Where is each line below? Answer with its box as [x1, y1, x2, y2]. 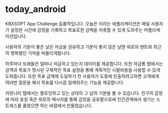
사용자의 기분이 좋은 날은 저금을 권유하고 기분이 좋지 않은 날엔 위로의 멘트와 [5, 43, 152, 49]
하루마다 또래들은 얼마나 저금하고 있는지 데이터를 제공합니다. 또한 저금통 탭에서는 [5, 60, 163, 66]
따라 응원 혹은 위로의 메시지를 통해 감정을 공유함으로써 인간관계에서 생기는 [10, 96, 155, 102]
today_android [5, 3, 66, 15]
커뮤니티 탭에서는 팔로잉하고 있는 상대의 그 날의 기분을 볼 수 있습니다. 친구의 [5, 90, 154, 96]
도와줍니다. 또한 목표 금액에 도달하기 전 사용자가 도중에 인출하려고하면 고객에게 [5, 73, 159, 79]
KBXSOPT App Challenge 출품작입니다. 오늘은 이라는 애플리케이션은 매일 [5, 20, 150, 26]
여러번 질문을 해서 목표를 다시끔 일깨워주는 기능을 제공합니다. [5, 79, 124, 85]
